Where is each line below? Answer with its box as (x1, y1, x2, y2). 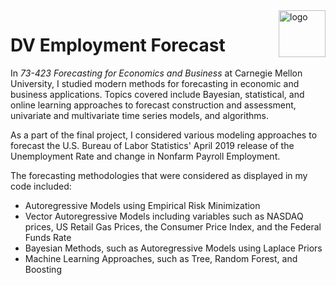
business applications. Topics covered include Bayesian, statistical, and (10, 88, 305, 100)
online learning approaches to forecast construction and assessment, (10, 99, 297, 111)
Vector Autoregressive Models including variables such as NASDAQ (24, 210, 304, 222)
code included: (10, 180, 72, 192)
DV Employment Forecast (10, 34, 226, 57)
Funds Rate (24, 231, 72, 243)
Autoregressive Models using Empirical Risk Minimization (24, 199, 261, 211)
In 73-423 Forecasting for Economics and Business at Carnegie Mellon (10, 67, 303, 79)
